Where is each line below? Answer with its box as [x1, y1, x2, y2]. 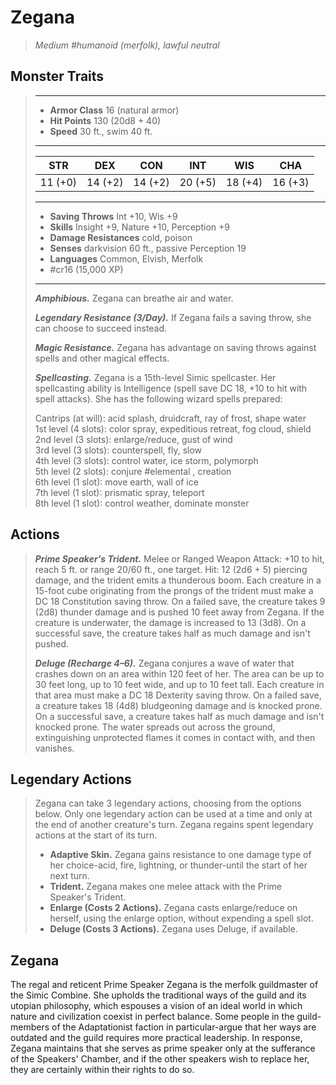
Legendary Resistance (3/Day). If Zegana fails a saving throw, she [34, 311, 312, 323]
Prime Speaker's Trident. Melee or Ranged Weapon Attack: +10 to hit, [34, 552, 325, 565]
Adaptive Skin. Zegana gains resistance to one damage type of [49, 849, 312, 861]
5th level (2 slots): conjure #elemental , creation [34, 465, 232, 477]
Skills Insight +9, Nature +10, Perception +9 [49, 221, 230, 233]
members [10, 1021, 50, 1033]
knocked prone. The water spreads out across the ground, [34, 721, 276, 733]
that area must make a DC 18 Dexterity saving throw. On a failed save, [34, 689, 322, 701]
